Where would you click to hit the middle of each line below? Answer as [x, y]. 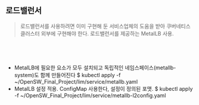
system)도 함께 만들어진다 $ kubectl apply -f [67, 75]
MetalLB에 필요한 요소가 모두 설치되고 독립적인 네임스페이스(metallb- [95, 68]
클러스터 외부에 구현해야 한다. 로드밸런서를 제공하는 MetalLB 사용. [97, 33]
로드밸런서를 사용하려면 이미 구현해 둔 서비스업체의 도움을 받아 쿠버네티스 [105, 26]
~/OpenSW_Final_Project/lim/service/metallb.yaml [76, 81]
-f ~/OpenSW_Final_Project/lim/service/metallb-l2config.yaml [90, 95]
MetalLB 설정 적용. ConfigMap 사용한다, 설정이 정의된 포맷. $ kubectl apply [103, 88]
